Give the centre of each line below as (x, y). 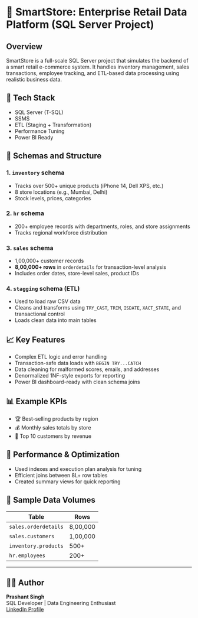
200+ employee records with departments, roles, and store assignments (102, 226)
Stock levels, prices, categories (53, 198)
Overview (24, 46)
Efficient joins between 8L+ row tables (61, 475)
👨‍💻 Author (25, 583)
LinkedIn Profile (25, 609)
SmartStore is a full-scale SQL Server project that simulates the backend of (97, 61)
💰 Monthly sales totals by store (53, 428)
